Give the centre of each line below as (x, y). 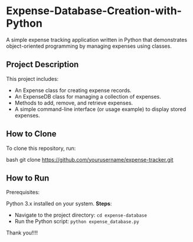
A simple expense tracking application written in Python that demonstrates (97, 40)
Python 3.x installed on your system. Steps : (59, 204)
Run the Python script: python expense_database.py (77, 221)
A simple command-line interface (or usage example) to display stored (100, 109)
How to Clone (32, 134)
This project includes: (32, 79)
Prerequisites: (23, 192)
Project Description (42, 65)
